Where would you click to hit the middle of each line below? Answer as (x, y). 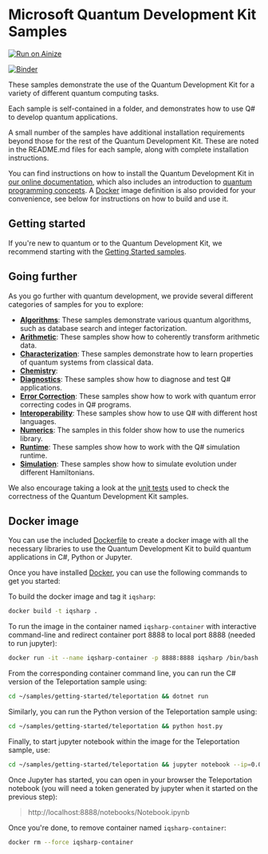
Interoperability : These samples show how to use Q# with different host (138, 413)
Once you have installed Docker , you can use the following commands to (128, 573)
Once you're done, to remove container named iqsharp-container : (118, 828)
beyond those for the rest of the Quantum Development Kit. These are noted (134, 140)
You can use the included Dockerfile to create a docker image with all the (128, 541)
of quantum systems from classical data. (87, 362)
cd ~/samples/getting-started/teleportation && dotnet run (108, 697)
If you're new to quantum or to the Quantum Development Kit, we (115, 243)
